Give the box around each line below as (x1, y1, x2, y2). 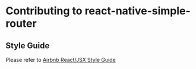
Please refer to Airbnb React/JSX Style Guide (5, 57, 116, 63)
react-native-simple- (84, 4, 191, 18)
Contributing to (5, 4, 83, 18)
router (5, 17, 37, 30)
